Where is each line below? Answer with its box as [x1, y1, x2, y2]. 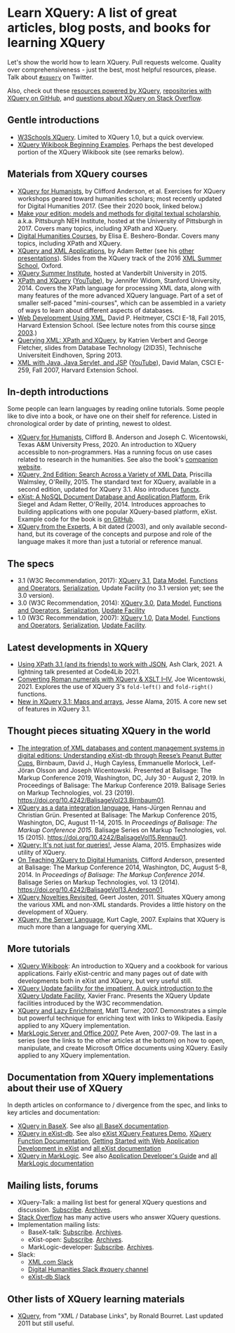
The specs [7, 558, 55, 570]
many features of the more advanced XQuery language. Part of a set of [17, 291, 223, 300]
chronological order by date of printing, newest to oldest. [7, 420, 172, 428]
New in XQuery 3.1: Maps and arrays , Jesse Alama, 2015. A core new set [17, 697, 227, 706]
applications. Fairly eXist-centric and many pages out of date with [17, 969, 208, 977]
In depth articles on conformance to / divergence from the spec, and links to [7, 1101, 228, 1109]
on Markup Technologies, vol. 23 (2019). [17, 788, 135, 797]
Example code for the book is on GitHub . [17, 515, 135, 523]
